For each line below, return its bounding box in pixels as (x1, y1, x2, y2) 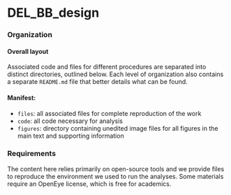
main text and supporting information (17, 131, 124, 140)
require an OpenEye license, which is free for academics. (7, 180, 172, 188)
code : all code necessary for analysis (17, 117, 124, 125)
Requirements (7, 149, 57, 159)
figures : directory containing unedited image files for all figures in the (17, 124, 218, 132)
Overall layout (7, 47, 49, 55)
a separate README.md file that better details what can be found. (7, 78, 188, 86)
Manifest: (7, 93, 36, 102)
